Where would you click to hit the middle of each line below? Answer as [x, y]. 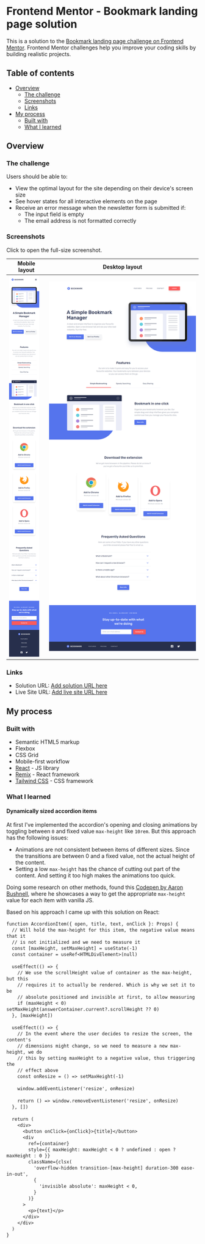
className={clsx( [50, 1162]
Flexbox [25, 748]
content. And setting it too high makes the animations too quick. [95, 875]
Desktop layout [122, 267]
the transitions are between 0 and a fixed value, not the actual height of [105, 856]
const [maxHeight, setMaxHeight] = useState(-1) [75, 949]
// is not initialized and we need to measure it [76, 943]
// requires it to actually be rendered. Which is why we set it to [106, 985]
